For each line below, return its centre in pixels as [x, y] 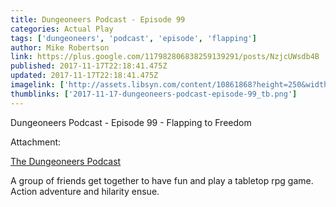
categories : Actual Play [62, 29]
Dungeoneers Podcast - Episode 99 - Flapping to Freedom [131, 122]
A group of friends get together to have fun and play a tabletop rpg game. [162, 180]
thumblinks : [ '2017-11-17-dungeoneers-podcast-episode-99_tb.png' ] [154, 94]
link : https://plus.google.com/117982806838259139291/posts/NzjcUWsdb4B [165, 57]
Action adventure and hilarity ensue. [85, 191]
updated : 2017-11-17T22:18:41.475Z [84, 76]
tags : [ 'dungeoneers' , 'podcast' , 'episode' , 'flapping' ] [133, 38]
